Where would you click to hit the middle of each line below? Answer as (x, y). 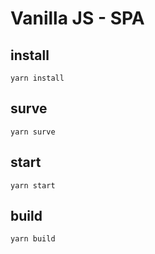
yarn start (33, 185)
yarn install (37, 78)
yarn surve (33, 132)
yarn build (33, 239)
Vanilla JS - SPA (77, 18)
